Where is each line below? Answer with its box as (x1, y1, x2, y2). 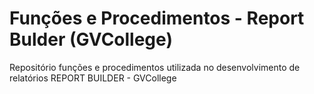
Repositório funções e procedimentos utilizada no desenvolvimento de (9, 61, 301, 73)
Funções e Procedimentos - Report (9, 7, 305, 30)
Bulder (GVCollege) (9, 28, 173, 51)
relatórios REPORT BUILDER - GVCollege (9, 72, 177, 84)
